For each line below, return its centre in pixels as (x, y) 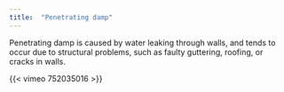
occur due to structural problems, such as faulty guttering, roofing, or (136, 52)
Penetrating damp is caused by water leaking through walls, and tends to (142, 42)
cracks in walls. (38, 61)
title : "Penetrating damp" (61, 17)
